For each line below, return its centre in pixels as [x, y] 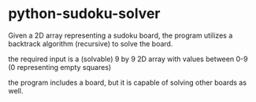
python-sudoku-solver [84, 14]
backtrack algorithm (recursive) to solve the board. [91, 43]
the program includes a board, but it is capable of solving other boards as [127, 82]
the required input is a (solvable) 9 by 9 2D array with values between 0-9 [128, 59]
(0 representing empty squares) [60, 67]
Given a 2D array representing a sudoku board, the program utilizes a [121, 35]
